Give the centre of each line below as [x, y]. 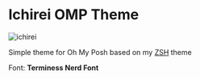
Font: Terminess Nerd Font [54, 67]
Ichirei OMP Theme [74, 15]
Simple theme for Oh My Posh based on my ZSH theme [100, 52]
